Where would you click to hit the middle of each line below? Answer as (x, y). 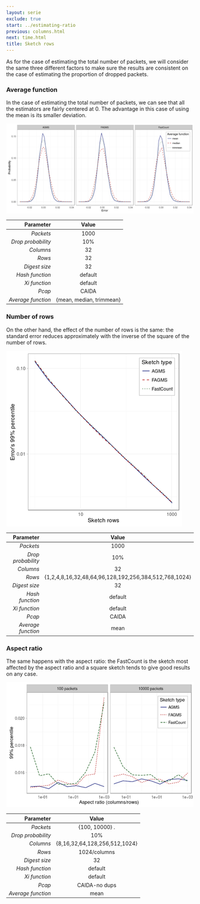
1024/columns (96, 852)
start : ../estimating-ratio (41, 25)
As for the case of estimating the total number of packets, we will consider (97, 62)
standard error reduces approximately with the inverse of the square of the (98, 336)
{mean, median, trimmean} (88, 299)
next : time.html (26, 38)
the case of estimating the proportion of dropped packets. (77, 74)
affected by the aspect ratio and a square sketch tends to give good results (98, 668)
